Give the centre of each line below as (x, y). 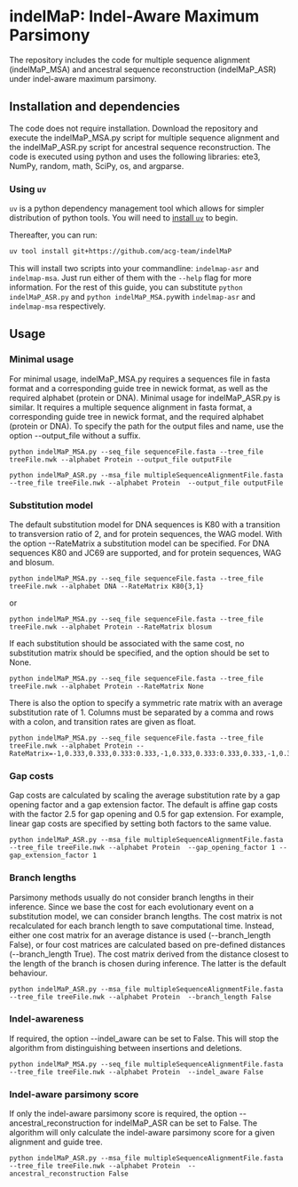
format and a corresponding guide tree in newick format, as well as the (139, 388)
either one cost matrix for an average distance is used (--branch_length (140, 934)
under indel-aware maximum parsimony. (83, 78)
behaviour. (29, 973)
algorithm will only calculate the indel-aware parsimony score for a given (142, 1133)
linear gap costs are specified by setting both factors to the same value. (141, 823)
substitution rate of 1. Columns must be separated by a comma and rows (141, 712)
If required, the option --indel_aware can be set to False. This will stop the (144, 1039)
